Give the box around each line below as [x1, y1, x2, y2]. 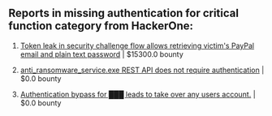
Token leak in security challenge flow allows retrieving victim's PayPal [19, 41, 254, 50]
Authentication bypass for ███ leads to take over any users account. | [19, 89, 256, 99]
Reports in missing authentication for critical [8, 6, 240, 20]
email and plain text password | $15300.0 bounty [19, 49, 184, 59]
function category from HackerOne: [8, 19, 193, 33]
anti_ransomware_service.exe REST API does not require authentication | [19, 65, 265, 75]
